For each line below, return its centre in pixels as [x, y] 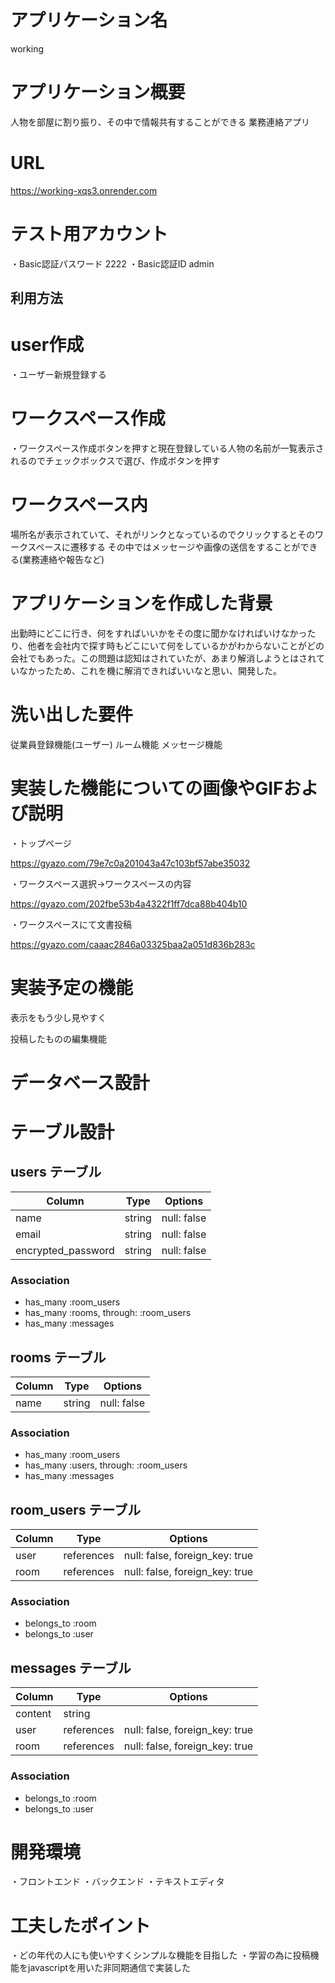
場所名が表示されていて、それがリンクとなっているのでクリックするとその [162, 534]
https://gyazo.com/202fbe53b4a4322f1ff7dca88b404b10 [129, 903]
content [33, 1714]
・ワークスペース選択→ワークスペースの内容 [101, 883]
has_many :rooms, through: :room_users [108, 1313]
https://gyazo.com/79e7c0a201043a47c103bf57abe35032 [130, 863]
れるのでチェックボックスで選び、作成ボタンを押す [115, 461]
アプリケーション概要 [98, 92]
